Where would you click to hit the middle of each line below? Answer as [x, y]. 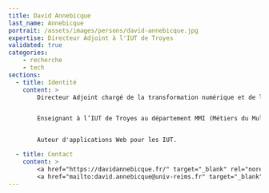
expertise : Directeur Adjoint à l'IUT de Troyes [91, 38]
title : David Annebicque [50, 16]
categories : [28, 53]
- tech [34, 68]
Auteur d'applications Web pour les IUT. [107, 140]
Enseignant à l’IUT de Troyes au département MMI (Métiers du [143, 119]
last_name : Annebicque [46, 23]
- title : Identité [46, 82]
